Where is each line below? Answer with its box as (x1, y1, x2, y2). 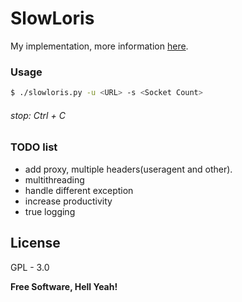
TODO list (10, 140, 58, 154)
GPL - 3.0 (10, 261, 50, 273)
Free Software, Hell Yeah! (10, 280, 118, 292)
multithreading (24, 173, 85, 186)
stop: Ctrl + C (10, 109, 66, 121)
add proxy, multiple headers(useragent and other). (24, 163, 233, 175)
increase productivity (24, 195, 113, 207)
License (10, 235, 61, 252)
